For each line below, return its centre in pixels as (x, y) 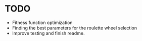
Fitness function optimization (42, 22)
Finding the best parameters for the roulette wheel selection (75, 27)
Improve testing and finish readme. (48, 33)
